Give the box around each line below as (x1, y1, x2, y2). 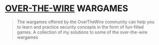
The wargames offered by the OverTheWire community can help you (17, 19, 155, 25)
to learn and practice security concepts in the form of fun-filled (17, 24, 144, 30)
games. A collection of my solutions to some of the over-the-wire (17, 29, 148, 35)
